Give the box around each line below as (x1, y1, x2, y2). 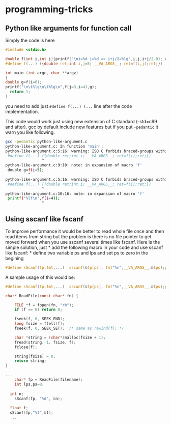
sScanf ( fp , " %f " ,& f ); (10, 410, 53, 415)
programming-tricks (5, 4, 93, 15)
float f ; (10, 406, 28, 411)
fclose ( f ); (14, 345, 38, 350)
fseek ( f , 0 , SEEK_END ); (14, 317, 65, 322)
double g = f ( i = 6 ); (5, 80, 42, 85)
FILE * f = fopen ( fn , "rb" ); (14, 302, 74, 307)
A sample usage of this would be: (5, 274, 75, 280)
